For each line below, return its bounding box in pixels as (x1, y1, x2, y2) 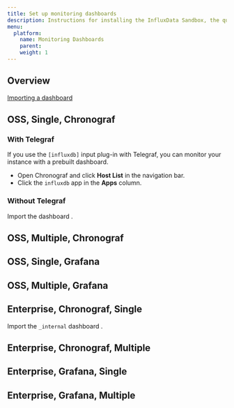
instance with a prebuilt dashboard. (7, 158, 109, 166)
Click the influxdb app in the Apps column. (17, 179, 142, 187)
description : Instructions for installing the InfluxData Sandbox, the (7, 17, 219, 24)
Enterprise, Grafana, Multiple (7, 389, 136, 401)
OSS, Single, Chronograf (7, 114, 116, 126)
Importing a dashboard (7, 93, 73, 102)
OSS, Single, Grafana (7, 256, 100, 268)
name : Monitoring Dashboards (19, 36, 104, 43)
